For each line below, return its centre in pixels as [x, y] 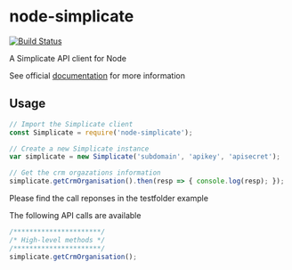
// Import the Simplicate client [71, 124]
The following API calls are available [75, 215]
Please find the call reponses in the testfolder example [109, 198]
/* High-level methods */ [57, 240]
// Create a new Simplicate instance [79, 149]
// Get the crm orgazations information [85, 173]
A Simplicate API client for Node [68, 58]
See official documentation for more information [97, 75]
